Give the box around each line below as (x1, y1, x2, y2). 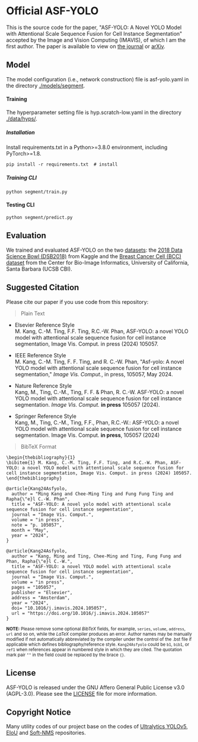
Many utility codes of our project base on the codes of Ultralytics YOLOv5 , (6, 723, 188, 730)
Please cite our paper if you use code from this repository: (6, 298, 149, 305)
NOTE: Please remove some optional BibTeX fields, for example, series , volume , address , (6, 626, 186, 632)
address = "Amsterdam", (11, 595, 70, 601)
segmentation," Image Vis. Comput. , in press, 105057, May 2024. (14, 370, 173, 378)
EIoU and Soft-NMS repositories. (6, 729, 86, 737)
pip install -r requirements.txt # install (6, 161, 118, 167)
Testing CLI (6, 201, 35, 208)
